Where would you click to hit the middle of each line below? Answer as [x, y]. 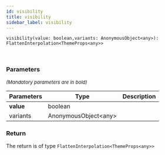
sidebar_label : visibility [39, 22]
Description [139, 96]
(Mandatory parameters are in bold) [47, 82]
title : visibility [28, 17]
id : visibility [25, 11]
